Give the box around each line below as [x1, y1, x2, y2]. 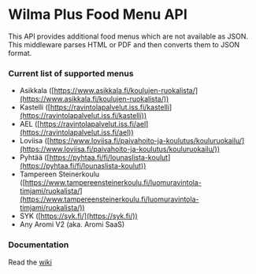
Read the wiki [8, 257, 53, 267]
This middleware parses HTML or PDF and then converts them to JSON [8, 39, 240, 49]
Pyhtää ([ [19, 153, 50, 162]
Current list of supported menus [8, 68, 134, 79]
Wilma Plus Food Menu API [8, 6, 187, 24]
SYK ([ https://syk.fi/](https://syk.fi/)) [19, 211, 138, 221]
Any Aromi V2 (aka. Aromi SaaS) [19, 220, 125, 229]
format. [8, 48, 32, 57]
